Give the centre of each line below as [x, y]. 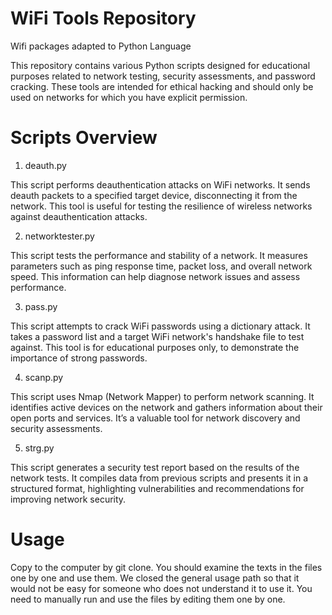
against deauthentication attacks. [79, 216]
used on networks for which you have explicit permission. [129, 97]
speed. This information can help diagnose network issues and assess [155, 276]
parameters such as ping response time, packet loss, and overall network [161, 266]
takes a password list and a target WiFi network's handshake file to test [157, 336]
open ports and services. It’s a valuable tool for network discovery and [155, 418]
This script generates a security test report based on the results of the [155, 467]
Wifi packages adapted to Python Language [101, 46]
